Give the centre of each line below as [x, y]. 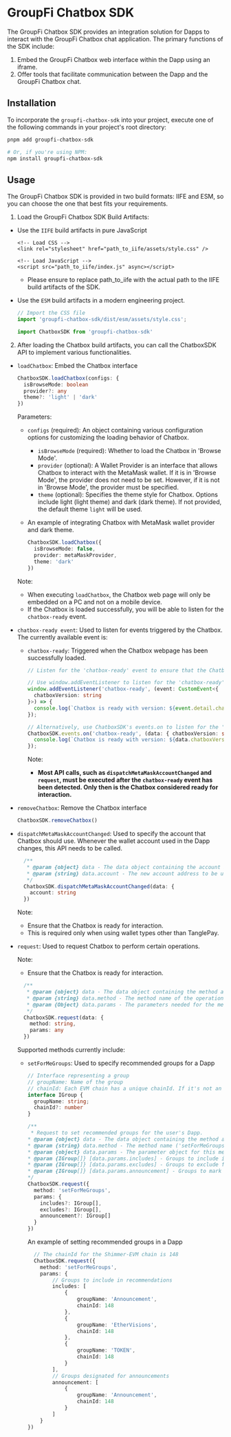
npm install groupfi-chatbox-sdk [55, 158]
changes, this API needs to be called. [69, 848]
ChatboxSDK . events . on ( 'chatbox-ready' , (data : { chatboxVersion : [123, 734]
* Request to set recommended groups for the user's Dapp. [117, 1133]
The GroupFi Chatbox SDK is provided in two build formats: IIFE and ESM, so [115, 197]
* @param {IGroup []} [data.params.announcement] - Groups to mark [124, 1171]
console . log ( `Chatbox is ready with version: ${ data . [112, 740]
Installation [32, 103]
